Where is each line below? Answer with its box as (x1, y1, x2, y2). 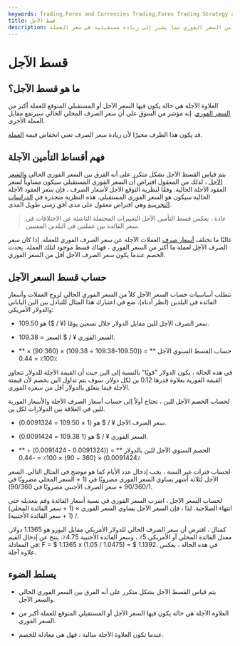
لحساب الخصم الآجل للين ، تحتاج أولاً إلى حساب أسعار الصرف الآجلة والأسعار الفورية (8, 397, 230, 405)
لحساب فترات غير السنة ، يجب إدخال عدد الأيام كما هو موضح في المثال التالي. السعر (8, 467, 231, 476)
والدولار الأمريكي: (8, 306, 54, 313)
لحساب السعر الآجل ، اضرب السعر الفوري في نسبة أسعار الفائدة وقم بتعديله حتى (8, 496, 223, 504)
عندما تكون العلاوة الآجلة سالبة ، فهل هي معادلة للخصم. (18, 630, 165, 638)
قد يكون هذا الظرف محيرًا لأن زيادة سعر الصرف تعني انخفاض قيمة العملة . (8, 130, 203, 139)
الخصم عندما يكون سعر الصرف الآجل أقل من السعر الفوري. (8, 251, 166, 259)
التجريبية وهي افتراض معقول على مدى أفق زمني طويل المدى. (8, 200, 172, 209)
